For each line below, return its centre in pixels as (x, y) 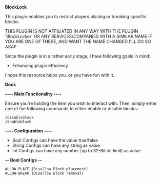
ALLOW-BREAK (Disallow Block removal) (44, 173)
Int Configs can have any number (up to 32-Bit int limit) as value (76, 150)
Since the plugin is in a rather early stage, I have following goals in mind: (78, 56)
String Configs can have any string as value (56, 145)
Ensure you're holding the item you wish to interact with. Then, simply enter (81, 103)
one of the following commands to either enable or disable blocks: (71, 109)
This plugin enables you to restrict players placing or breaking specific (76, 16)
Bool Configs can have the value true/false (55, 140)
